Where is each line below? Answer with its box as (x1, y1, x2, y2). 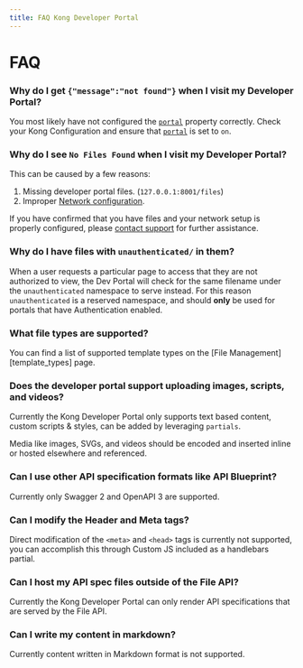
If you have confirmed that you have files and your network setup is (9, 213, 261, 224)
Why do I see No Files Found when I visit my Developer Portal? (9, 148, 287, 161)
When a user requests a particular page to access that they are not (9, 265, 259, 276)
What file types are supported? (9, 327, 149, 339)
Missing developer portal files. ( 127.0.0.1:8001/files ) (22, 186, 224, 197)
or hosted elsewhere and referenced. (9, 448, 147, 459)
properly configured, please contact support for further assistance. (9, 223, 259, 234)
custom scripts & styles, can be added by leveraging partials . (9, 421, 242, 431)
